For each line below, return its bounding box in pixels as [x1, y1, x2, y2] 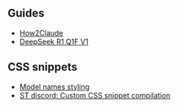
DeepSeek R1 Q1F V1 [19, 37, 89, 46]
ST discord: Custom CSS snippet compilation [19, 90, 171, 100]
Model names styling [19, 81, 90, 92]
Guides [7, 6, 46, 20]
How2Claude [19, 28, 63, 37]
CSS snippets [7, 60, 78, 74]
